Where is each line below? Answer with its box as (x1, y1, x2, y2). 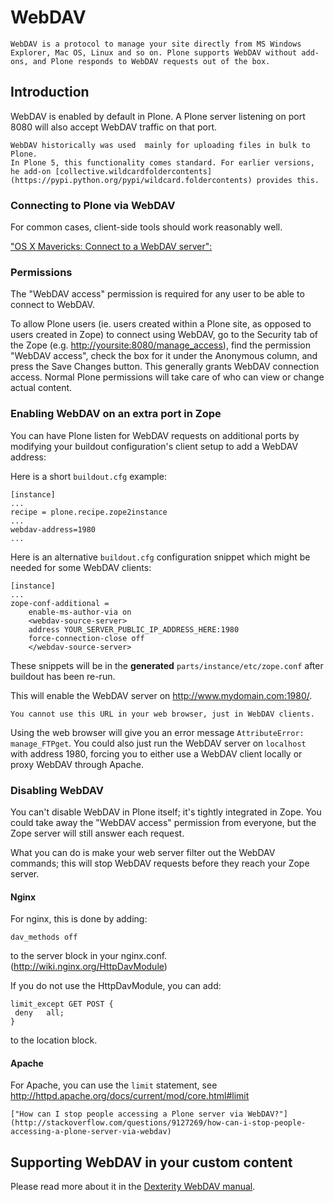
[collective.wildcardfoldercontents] (54, 166, 213, 176)
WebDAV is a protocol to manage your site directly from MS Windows (10, 39, 302, 49)
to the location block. (10, 1034, 98, 1046)
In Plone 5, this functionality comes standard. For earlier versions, (10, 157, 315, 168)
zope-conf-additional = (10, 598, 110, 608)
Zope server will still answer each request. (10, 827, 185, 839)
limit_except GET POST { (10, 999, 114, 1010)
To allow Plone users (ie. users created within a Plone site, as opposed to (10, 318, 312, 330)
